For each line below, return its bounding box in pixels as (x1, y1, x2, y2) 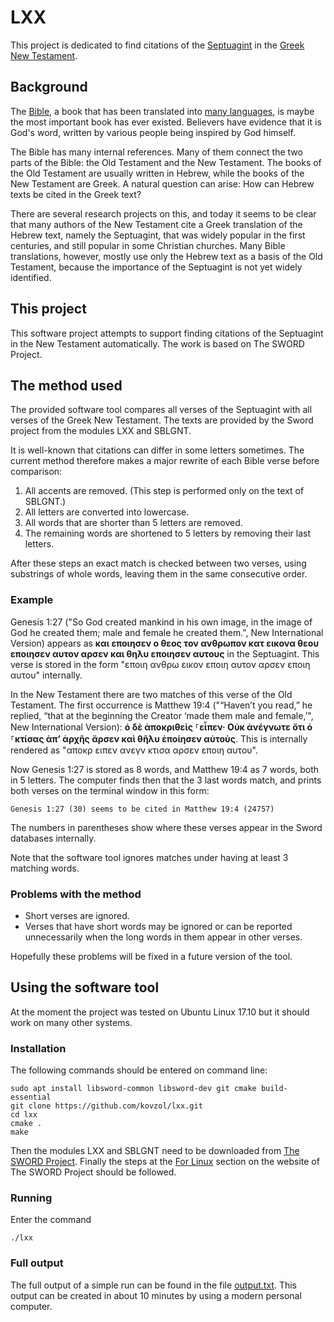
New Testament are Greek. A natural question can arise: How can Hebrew (10, 177, 315, 190)
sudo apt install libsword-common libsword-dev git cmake (10, 1084, 257, 1094)
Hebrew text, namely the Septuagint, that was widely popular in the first (10, 229, 306, 241)
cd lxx (10, 1110, 38, 1120)
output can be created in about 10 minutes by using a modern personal (10, 1289, 302, 1301)
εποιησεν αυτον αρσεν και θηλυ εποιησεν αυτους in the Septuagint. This (10, 647, 320, 660)
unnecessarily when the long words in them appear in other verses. (24, 931, 303, 943)
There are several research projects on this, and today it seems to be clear (10, 207, 317, 220)
